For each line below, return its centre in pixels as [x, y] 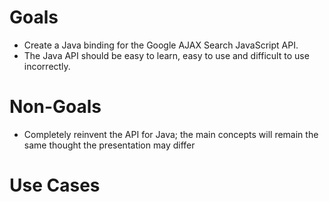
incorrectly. [47, 66]
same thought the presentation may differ [109, 145]
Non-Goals [55, 107]
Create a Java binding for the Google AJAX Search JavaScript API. [161, 45]
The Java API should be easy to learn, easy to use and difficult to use [166, 55]
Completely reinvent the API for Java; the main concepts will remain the [171, 134]
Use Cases [55, 185]
